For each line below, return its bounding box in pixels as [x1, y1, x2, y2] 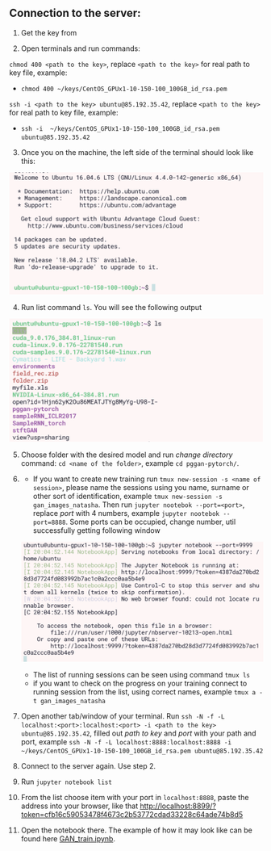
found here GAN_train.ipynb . [20, 834, 116, 844]
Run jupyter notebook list [20, 777, 112, 786]
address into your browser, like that [20, 801, 139, 811]
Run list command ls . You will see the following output [20, 302, 202, 312]
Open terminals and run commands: [20, 44, 140, 53]
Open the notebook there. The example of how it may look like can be [20, 825, 252, 835]
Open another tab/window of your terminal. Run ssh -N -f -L [20, 711, 225, 721]
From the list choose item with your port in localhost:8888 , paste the [20, 793, 249, 803]
